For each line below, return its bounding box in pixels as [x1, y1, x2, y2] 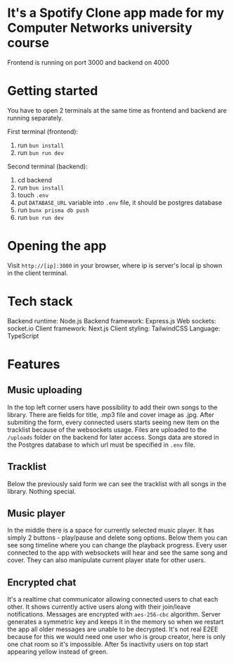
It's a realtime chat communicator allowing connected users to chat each [7, 595, 219, 604]
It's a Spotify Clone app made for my [7, 5, 225, 21]
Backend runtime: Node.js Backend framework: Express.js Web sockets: [7, 316, 216, 325]
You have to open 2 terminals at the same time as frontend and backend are [7, 106, 227, 114]
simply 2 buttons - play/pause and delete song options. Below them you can [7, 533, 228, 542]
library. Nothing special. [7, 487, 76, 495]
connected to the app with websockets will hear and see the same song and [7, 548, 228, 557]
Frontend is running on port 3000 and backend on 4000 [7, 58, 170, 66]
